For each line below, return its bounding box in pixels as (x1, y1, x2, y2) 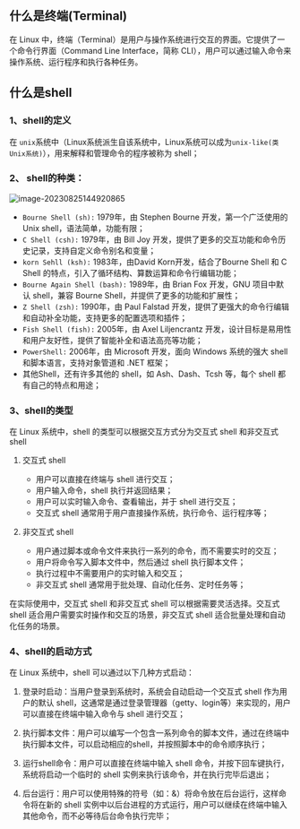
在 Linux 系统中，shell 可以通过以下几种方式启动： (9, 667, 194, 678)
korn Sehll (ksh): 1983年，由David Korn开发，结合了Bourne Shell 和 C (21, 256, 287, 267)
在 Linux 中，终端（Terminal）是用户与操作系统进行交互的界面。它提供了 (9, 34, 278, 45)
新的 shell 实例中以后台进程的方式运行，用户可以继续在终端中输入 (46, 799, 288, 810)
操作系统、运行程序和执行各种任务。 (9, 56, 143, 67)
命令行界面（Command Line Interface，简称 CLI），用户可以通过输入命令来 (16, 45, 292, 56)
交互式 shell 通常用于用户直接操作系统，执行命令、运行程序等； (35, 507, 270, 518)
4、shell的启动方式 (9, 645, 92, 658)
